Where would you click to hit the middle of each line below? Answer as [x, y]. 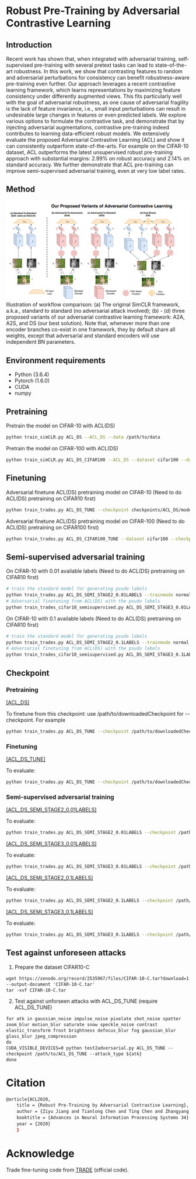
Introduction [29, 45]
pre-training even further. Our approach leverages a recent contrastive [91, 84]
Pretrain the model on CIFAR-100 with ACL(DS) [62, 448]
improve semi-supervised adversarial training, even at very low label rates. [96, 171]
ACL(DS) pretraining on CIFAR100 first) [52, 527]
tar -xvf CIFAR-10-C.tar [36, 990]
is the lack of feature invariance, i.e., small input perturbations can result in [96, 109]
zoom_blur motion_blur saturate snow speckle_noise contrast [82, 1024]
